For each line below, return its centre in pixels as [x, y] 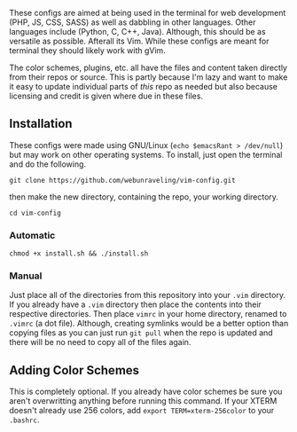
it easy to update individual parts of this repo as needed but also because [143, 86]
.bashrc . [24, 420]
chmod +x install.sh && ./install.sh [79, 254]
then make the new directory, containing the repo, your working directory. [144, 196]
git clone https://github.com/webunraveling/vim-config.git [123, 180]
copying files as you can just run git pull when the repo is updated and [141, 333]
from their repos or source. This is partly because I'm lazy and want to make [148, 77]
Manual [26, 276]
